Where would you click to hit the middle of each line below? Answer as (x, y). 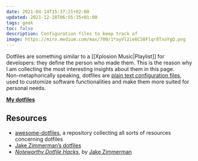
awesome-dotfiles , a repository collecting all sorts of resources (93, 132)
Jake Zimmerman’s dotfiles (48, 145)
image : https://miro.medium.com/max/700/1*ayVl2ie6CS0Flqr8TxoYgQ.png (96, 39)
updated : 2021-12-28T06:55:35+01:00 (52, 17)
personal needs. (26, 88)
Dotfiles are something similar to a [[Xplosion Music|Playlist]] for (86, 56)
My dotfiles (21, 100)
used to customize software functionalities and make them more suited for (98, 82)
